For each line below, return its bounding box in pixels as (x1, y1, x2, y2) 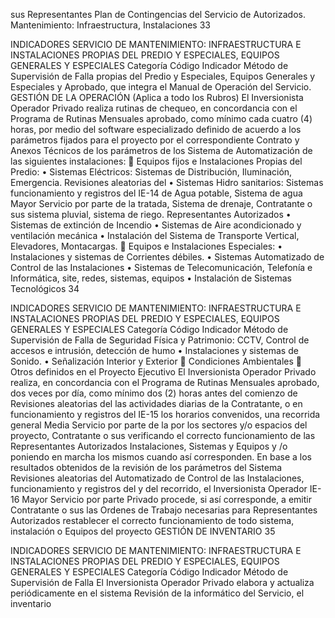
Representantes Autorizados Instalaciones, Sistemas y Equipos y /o (10, 440, 288, 452)
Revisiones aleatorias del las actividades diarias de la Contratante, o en (10, 398, 303, 409)
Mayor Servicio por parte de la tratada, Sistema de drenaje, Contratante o (10, 198, 313, 209)
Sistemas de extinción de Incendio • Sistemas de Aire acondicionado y (10, 219, 302, 231)
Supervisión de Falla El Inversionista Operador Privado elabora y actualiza (10, 577, 315, 588)
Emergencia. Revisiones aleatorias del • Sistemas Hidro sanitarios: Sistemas (10, 177, 324, 188)
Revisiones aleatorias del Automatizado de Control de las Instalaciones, (10, 472, 305, 484)
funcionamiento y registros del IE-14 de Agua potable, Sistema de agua (10, 187, 303, 199)
